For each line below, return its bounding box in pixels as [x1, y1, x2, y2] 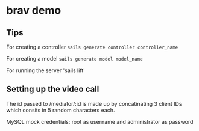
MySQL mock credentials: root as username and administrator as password [6, 118, 194, 125]
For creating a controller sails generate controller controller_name [6, 43, 178, 50]
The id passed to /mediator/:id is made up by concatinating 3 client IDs [6, 100, 182, 107]
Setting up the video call [6, 84, 99, 94]
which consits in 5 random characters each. [6, 106, 115, 114]
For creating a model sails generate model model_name [6, 55, 143, 62]
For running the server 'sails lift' [6, 67, 86, 74]
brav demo [6, 4, 62, 17]
